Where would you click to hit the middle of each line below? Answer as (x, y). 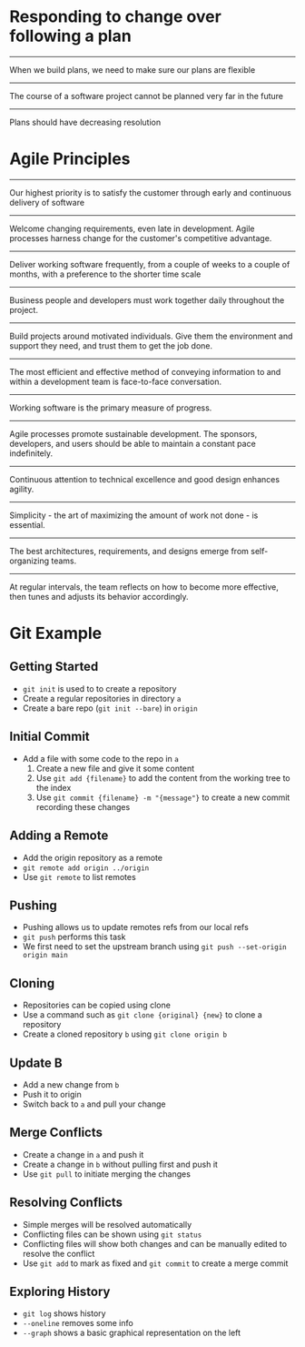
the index (54, 787)
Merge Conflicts (56, 1133)
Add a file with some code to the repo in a (100, 758)
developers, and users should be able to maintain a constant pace (133, 443)
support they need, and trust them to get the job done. (111, 345)
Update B (36, 1063)
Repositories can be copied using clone (96, 1005)
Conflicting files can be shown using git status (112, 1234)
